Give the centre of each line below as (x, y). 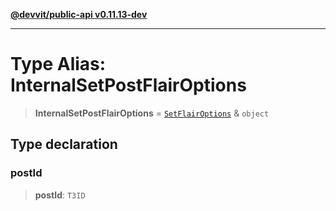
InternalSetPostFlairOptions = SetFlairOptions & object (152, 113)
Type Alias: (58, 64)
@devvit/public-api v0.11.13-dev (79, 14)
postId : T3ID (60, 195)
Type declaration (64, 144)
